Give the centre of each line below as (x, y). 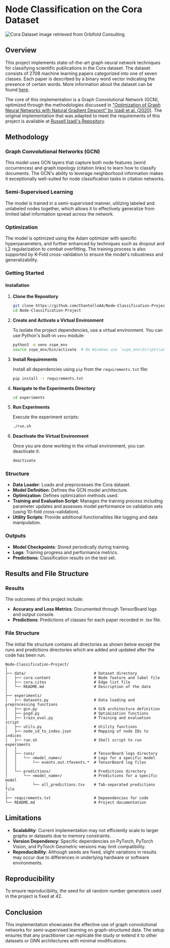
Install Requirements (35, 359)
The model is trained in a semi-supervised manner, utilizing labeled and (80, 203)
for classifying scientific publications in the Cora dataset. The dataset (78, 68)
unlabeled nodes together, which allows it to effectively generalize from (80, 208)
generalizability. (22, 260)
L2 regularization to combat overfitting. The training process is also (76, 249)
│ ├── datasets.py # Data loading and (70, 700)
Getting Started (25, 273)
